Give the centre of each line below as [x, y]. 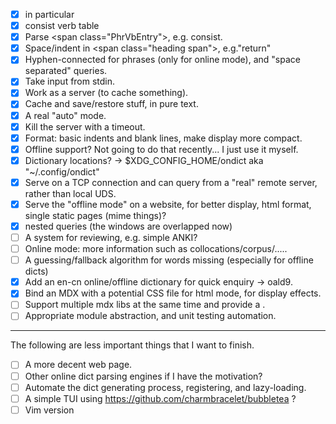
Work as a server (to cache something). [106, 93]
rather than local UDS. [70, 193]
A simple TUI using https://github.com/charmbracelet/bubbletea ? [160, 398]
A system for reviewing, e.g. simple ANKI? [111, 237]
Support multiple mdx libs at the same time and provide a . [145, 305]
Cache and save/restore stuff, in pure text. [111, 104]
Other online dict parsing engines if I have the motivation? [143, 376]
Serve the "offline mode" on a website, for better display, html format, [168, 204]
